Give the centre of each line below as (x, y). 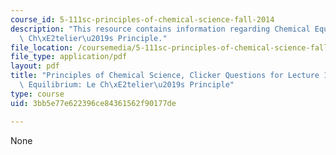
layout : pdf (35, 66)
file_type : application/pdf (69, 57)
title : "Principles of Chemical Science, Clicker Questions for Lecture (165, 76)
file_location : (42, 47)
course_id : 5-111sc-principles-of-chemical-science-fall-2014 (142, 19)
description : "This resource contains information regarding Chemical (160, 29)
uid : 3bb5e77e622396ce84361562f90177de (93, 103)
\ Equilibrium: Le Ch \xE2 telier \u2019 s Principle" (127, 85)
